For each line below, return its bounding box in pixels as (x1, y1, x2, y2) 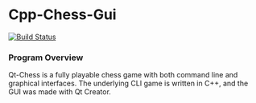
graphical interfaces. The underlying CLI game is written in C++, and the (8, 78, 249, 89)
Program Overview (8, 52, 84, 63)
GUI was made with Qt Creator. (8, 87, 111, 97)
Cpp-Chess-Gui (8, 6, 117, 24)
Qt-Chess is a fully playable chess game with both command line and (8, 70, 238, 80)
